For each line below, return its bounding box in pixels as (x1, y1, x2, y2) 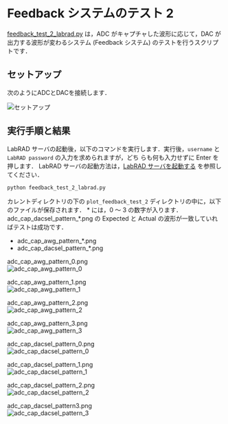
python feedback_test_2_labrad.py (7, 184, 106, 191)
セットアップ (7, 69, 62, 80)
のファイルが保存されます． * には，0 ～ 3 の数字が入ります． (7, 205, 183, 214)
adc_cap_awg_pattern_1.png (7, 278, 87, 286)
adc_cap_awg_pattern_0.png (7, 257, 88, 265)
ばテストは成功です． (7, 223, 67, 231)
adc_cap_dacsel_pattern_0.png (7, 339, 95, 348)
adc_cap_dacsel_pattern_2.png (7, 381, 95, 389)
